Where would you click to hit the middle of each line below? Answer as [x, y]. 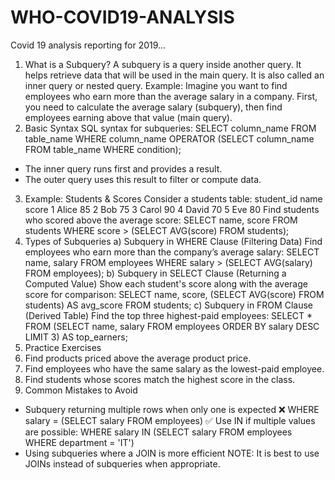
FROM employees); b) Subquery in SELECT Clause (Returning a [155, 273]
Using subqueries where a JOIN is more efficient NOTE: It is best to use [172, 453]
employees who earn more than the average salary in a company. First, [171, 96]
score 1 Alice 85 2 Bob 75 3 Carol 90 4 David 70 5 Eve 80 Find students [172, 209]
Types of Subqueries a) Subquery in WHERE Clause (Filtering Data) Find [173, 241]
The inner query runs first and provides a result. [123, 168]
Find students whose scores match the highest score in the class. [160, 379]
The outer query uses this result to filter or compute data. [143, 179]
